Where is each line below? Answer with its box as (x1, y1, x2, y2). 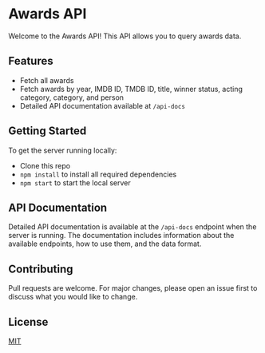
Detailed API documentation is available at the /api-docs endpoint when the (8, 222, 257, 232)
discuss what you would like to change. (8, 292, 138, 302)
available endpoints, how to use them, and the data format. (8, 239, 202, 248)
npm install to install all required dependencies (19, 169, 177, 179)
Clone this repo (19, 161, 70, 170)
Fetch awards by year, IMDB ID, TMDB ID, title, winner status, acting (19, 84, 243, 93)
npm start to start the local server (19, 177, 131, 188)
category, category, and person (19, 93, 125, 102)
